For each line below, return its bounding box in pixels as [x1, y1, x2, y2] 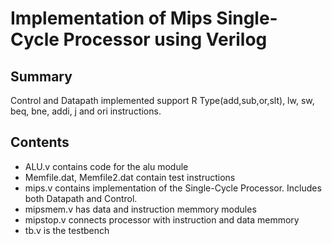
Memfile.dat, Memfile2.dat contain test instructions [24, 171, 236, 183]
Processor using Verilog [63, 28, 268, 51]
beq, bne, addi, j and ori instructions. [10, 105, 162, 117]
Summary [10, 68, 73, 85]
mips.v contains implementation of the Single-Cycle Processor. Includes [24, 182, 322, 194]
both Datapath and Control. [24, 192, 138, 204]
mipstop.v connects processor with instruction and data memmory [24, 213, 300, 226]
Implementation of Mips [10, 7, 213, 30]
